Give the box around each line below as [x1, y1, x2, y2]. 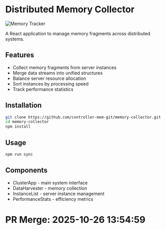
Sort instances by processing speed [12, 80, 89, 87]
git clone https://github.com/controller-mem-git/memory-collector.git [5, 114, 161, 120]
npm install [5, 124, 31, 129]
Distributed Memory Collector [5, 4, 135, 15]
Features [5, 51, 34, 59]
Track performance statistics [12, 86, 74, 92]
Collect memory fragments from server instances [12, 64, 116, 70]
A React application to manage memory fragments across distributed [5, 30, 151, 36]
